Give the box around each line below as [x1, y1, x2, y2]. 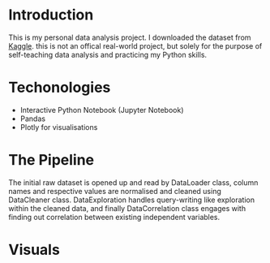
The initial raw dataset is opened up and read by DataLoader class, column [8, 177, 259, 188]
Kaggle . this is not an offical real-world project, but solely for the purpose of [8, 41, 263, 50]
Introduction [8, 6, 94, 24]
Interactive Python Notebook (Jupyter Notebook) [19, 105, 184, 114]
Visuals [8, 241, 61, 259]
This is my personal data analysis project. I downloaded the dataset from [8, 32, 251, 42]
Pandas [19, 114, 46, 123]
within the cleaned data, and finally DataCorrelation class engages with [8, 203, 246, 213]
